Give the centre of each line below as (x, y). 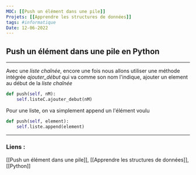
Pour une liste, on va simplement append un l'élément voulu (78, 110)
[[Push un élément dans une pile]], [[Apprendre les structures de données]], (97, 160)
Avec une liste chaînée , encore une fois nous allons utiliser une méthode (93, 71)
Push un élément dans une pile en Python (83, 51)
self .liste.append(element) (50, 127)
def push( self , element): (37, 121)
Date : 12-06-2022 (27, 28)
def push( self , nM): (31, 94)
